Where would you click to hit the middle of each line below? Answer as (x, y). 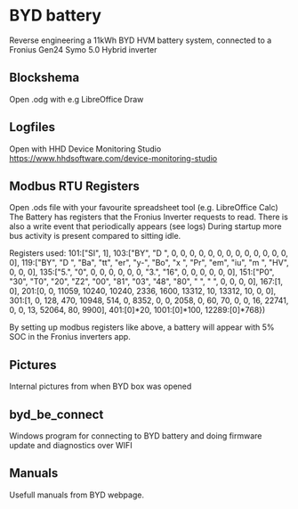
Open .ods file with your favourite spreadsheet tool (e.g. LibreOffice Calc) (144, 208)
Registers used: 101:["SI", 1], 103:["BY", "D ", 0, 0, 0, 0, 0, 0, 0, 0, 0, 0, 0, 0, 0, (149, 253)
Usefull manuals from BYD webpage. (77, 495)
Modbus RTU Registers (74, 186)
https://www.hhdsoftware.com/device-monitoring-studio (113, 158)
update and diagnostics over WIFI (71, 445)
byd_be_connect (56, 414)
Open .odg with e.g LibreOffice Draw (77, 99)
